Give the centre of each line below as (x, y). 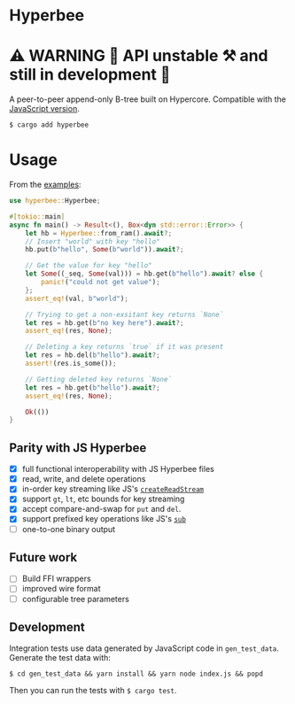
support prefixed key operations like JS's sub (104, 519)
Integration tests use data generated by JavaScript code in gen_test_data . (144, 648)
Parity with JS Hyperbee (78, 448)
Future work (43, 557)
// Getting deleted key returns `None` (99, 379)
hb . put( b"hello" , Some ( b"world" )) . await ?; (105, 250)
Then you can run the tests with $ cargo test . (93, 691)
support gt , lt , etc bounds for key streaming (103, 499)
